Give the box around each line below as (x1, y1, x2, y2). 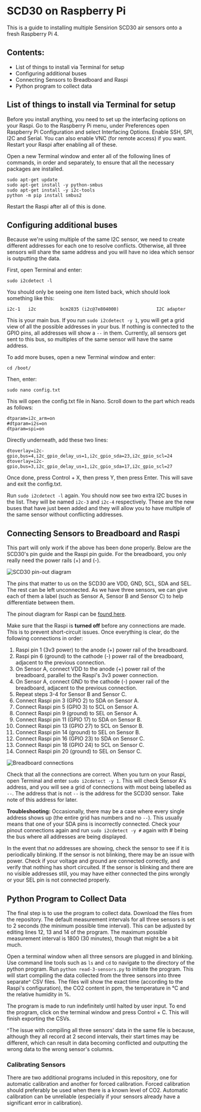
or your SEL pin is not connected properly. (7, 876, 111, 884)
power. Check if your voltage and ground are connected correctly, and (7, 857, 180, 864)
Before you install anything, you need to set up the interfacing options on (7, 115, 186, 123)
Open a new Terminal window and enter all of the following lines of (7, 152, 171, 159)
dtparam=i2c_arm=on (7, 416, 55, 422)
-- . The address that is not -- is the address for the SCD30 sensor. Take (7, 790, 184, 797)
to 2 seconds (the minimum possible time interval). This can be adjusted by (7, 922, 191, 929)
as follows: (7, 404, 33, 411)
